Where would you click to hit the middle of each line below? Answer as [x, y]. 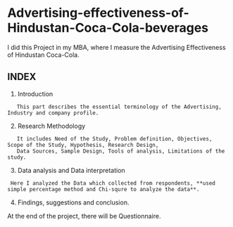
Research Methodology [51, 126]
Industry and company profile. [53, 113]
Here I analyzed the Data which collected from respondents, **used [113, 183]
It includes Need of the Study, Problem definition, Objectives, [114, 138]
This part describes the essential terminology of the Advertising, [119, 107]
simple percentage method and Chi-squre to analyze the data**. [103, 189]
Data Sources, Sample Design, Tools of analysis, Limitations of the [121, 151]
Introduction [35, 93]
